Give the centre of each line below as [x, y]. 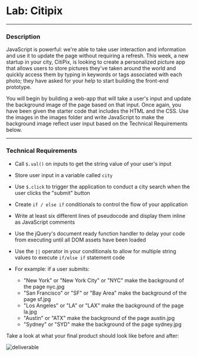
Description [23, 37]
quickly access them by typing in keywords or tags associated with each [94, 74]
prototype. [19, 87]
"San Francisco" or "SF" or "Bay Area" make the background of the [105, 293]
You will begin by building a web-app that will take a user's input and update [99, 99]
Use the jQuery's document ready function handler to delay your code [100, 233]
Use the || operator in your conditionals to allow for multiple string [95, 251]
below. [14, 130]
